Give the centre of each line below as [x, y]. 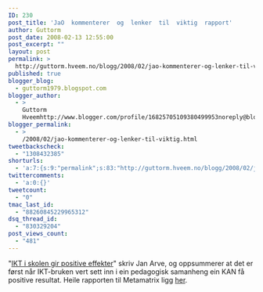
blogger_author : [34, 96]
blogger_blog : [31, 81]
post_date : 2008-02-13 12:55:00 [61, 37]
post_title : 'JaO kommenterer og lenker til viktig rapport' [121, 23]
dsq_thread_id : [33, 219]
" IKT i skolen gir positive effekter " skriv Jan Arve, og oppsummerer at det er [131, 263]
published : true [34, 74]
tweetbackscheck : [36, 146]
